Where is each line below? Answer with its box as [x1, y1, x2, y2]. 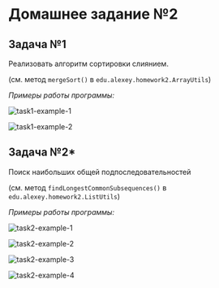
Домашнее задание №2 [8, 5, 178, 24]
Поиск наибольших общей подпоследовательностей [8, 167, 191, 177]
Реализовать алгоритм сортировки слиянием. [8, 59, 169, 68]
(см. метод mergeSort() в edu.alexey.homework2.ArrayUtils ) [8, 75, 212, 84]
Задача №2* [8, 146, 76, 159]
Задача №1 [8, 37, 67, 51]
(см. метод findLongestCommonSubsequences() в [8, 182, 167, 192]
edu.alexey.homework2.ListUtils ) [8, 191, 120, 201]
